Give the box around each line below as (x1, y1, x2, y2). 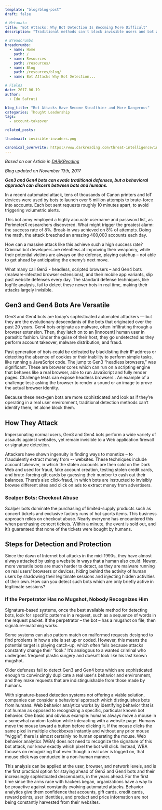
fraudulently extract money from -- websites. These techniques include (5, 456, 147, 462)
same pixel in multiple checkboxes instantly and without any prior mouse (5, 728, 149, 734)
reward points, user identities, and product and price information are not (5, 794, 148, 800)
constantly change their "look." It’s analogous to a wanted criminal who (5, 647, 146, 653)
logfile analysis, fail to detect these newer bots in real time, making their (5, 282, 148, 288)
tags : (5, 114, 16, 119)
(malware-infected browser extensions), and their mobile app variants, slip (5, 271, 153, 277)
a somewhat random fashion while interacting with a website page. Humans (5, 717, 156, 723)
